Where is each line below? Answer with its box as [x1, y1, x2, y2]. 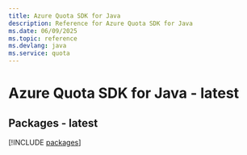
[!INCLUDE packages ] [8, 138, 82, 147]
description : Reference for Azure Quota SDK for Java [8, 19, 194, 27]
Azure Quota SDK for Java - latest [8, 84, 240, 103]
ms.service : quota [8, 49, 70, 57]
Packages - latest [8, 116, 98, 130]
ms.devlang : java [8, 42, 67, 50]
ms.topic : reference [8, 34, 78, 43]
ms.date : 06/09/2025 [8, 27, 78, 35]
